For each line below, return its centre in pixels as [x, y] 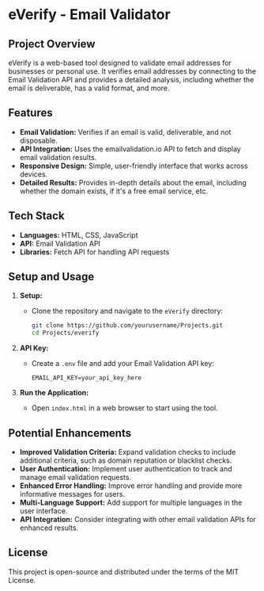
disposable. [38, 140]
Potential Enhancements [70, 433]
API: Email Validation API [60, 243]
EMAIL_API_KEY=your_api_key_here [87, 378]
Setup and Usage [51, 277]
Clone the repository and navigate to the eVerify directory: [127, 311]
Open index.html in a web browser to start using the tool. [125, 408]
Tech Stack [36, 216]
